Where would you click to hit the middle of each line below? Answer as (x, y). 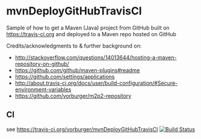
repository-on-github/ (42, 64)
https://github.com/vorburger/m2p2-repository (73, 96)
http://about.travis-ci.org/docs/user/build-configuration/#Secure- (96, 83)
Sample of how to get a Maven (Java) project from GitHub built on (88, 28)
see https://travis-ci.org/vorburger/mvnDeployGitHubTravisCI (82, 129)
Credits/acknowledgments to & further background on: (74, 46)
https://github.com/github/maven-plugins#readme (77, 70)
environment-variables (43, 89)
